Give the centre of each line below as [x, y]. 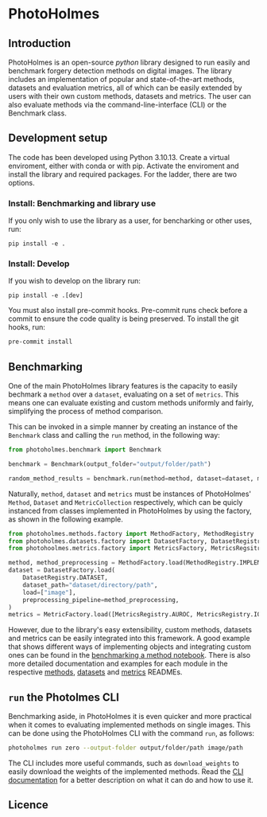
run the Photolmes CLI [64, 697]
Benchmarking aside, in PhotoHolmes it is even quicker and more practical [130, 717]
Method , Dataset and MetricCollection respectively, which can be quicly [126, 502]
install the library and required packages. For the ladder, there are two [122, 174]
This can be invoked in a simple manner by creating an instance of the [123, 427]
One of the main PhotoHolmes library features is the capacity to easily [123, 386]
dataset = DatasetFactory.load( [62, 570]
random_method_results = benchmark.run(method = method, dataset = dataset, [131, 479]
